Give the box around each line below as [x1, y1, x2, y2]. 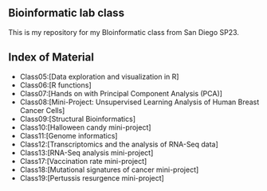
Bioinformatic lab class [8, 6, 125, 20]
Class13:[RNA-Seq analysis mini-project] [19, 147, 154, 158]
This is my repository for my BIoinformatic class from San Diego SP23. [8, 27, 239, 37]
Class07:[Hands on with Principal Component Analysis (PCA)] [19, 88, 223, 98]
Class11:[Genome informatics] [19, 131, 118, 140]
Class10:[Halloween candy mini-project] [19, 123, 151, 132]
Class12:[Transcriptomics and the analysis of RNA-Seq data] [19, 139, 219, 149]
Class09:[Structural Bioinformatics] [19, 114, 135, 123]
